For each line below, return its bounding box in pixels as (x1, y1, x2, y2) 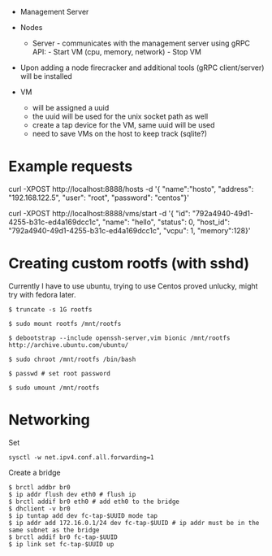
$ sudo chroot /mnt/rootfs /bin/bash (8, 355, 136, 363)
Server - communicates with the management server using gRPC (32, 38, 250, 48)
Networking (8, 410, 91, 429)
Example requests (8, 158, 133, 176)
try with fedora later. (8, 289, 76, 299)
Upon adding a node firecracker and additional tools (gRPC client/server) (19, 63, 265, 72)
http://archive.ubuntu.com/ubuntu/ (8, 341, 129, 349)
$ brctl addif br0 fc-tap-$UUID (8, 532, 118, 541)
